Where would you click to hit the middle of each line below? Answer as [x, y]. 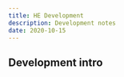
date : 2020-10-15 [37, 30]
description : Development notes [62, 23]
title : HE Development [46, 15]
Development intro [56, 62]
